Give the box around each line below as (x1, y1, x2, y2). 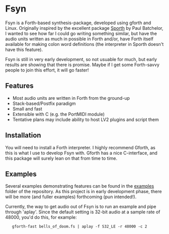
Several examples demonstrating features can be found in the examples (5, 183, 154, 189)
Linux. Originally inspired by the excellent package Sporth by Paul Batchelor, (5, 25, 163, 31)
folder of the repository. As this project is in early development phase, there (5, 189, 162, 195)
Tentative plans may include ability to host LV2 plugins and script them (12, 116, 159, 123)
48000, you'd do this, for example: (5, 214, 77, 220)
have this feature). (5, 46, 43, 52)
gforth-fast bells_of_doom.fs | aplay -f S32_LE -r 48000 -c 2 (12, 224, 147, 229)
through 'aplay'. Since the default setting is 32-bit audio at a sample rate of (5, 209, 160, 215)
